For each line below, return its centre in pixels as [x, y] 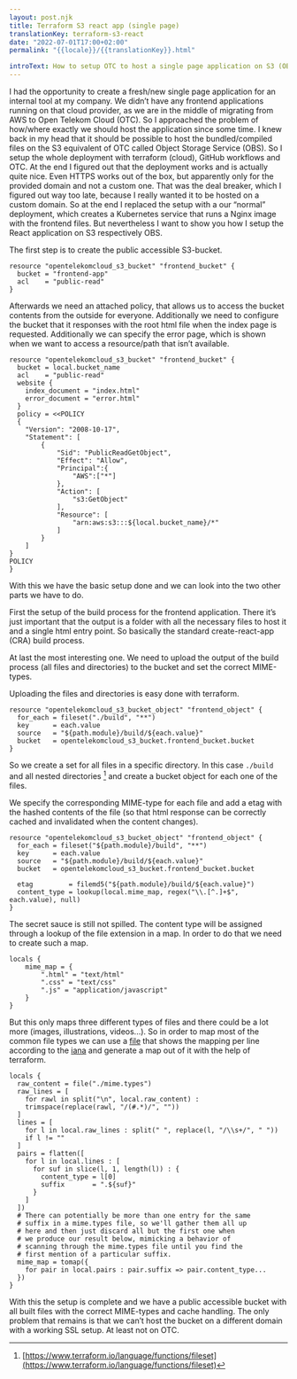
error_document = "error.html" [83, 399]
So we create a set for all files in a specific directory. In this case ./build [141, 765]
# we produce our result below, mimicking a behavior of [124, 1239]
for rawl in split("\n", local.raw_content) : [112, 1099]
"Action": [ [78, 492]
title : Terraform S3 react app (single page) [94, 26]
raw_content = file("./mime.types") [84, 1083]
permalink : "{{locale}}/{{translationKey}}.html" [103, 51]
